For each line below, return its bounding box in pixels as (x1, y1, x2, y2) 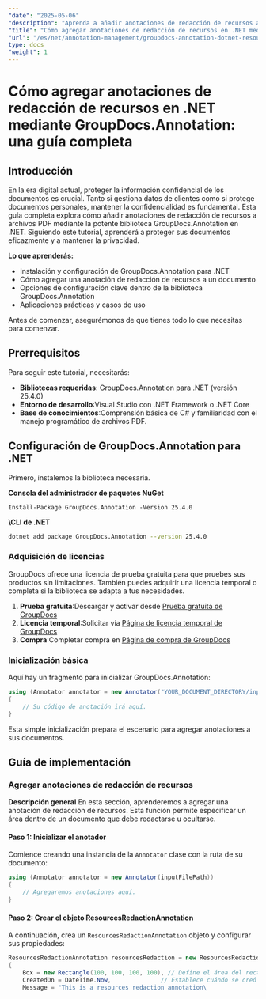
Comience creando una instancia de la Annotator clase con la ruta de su (8, 850, 243, 859)
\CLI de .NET (8, 517, 51, 527)
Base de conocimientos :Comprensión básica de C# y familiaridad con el (19, 408, 257, 418)
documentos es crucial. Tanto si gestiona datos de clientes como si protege (8, 194, 255, 202)
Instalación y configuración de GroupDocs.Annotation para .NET (19, 267, 230, 275)
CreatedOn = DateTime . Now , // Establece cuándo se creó (22, 976, 257, 984)
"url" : (8, 33, 30, 42)
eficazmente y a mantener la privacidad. (8, 236, 140, 245)
